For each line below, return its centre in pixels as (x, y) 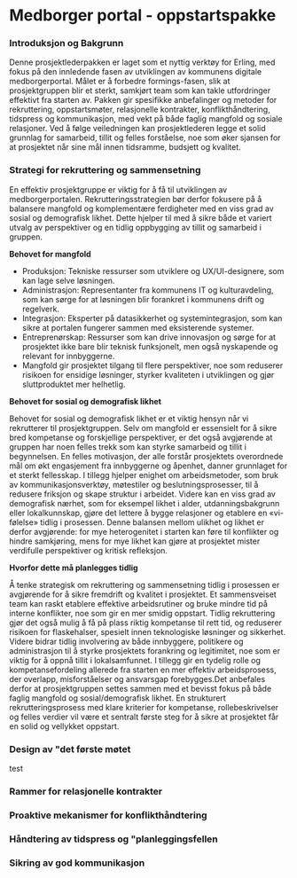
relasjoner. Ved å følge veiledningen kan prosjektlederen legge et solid (137, 129)
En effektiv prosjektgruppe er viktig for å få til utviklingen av (118, 189)
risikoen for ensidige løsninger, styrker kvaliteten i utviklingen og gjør (148, 374)
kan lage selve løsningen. (68, 280)
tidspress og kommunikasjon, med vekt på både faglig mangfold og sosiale (146, 119)
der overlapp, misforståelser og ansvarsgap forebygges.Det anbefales (137, 678)
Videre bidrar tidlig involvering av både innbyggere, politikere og (126, 641)
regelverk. (41, 309)
